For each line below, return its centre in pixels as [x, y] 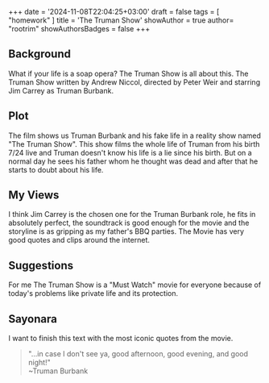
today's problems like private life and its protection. [93, 293]
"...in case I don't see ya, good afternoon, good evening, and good [138, 354]
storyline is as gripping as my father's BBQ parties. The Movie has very [126, 231]
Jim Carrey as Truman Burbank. [61, 90]
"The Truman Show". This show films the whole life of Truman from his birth [134, 144]
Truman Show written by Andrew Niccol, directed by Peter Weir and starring [134, 82]
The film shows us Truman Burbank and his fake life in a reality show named [135, 135]
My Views [34, 196]
